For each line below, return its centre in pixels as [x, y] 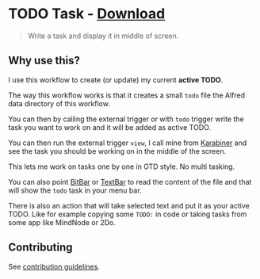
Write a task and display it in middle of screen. [103, 36]
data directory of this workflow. [59, 103]
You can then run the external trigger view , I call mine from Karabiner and [128, 143]
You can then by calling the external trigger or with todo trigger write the [126, 119]
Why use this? [44, 61]
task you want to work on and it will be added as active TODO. [110, 127]
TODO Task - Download [87, 14]
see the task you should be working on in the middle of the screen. [117, 151]
